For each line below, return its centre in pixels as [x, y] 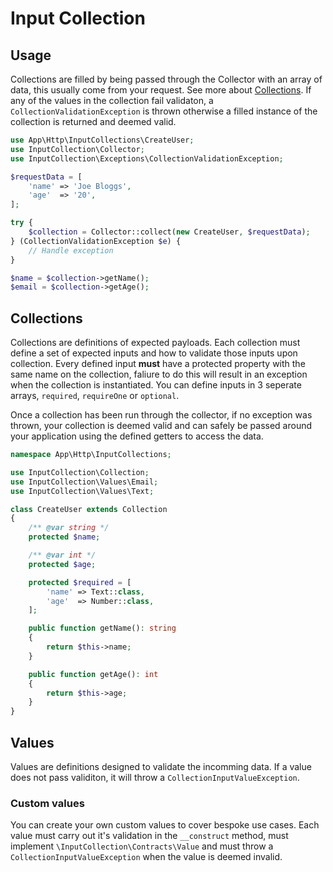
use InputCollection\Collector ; [77, 149]
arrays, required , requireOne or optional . [95, 396]
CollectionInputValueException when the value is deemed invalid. [146, 857]
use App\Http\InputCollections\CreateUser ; [102, 140]
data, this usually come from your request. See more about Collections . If [161, 90]
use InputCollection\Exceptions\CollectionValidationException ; [147, 158]
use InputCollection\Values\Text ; [82, 491]
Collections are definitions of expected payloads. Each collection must [155, 343]
